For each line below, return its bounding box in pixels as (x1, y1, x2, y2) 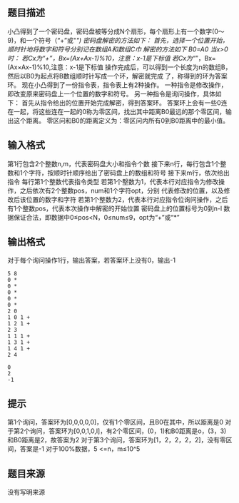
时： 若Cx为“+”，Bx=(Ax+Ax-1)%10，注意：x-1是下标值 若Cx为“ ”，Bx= (7, 54, 216, 62)
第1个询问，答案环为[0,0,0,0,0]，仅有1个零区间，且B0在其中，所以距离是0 (7, 418, 223, 427)
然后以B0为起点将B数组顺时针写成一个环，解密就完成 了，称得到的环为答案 (7, 71, 228, 80)
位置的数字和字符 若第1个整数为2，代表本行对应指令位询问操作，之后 (26, 195, 228, 203)
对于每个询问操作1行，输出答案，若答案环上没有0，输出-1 (7, 256, 176, 265)
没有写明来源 (7, 488, 45, 497)
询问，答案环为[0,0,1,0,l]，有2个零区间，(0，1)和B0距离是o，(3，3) (29, 427, 227, 435)
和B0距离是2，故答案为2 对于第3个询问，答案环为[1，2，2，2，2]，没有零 (7, 436, 226, 444)
